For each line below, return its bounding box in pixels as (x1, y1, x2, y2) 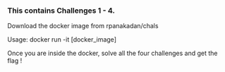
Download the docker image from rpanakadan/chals (7, 22, 159, 30)
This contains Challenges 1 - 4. (7, 6, 115, 16)
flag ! (7, 56, 23, 65)
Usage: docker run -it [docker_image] (7, 35, 116, 44)
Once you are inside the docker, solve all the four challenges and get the (7, 49, 218, 58)
